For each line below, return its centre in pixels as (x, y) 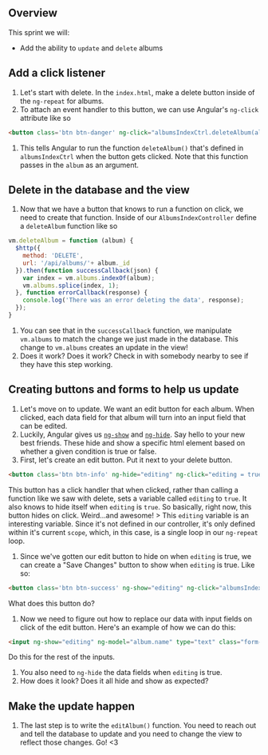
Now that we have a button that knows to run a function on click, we (132, 209)
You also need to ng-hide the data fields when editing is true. (121, 673)
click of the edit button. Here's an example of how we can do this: (128, 627)
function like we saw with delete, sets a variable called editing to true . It (128, 498)
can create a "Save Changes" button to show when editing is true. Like (137, 565)
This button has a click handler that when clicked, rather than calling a (124, 489)
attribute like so (45, 118)
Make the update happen (72, 706)
